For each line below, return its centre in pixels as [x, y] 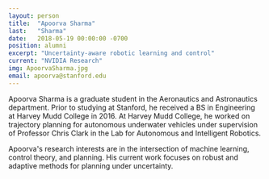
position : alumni [38, 46]
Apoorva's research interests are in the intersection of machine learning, [129, 148]
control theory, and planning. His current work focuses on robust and [123, 157]
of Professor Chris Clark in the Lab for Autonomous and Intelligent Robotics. [134, 133]
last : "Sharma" [38, 31]
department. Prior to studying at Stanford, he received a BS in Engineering [132, 107]
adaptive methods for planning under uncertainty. [91, 165]
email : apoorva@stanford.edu [57, 76]
